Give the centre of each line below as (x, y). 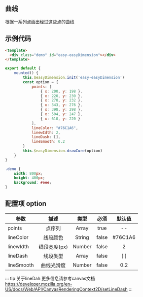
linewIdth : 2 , (46, 132)
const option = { (40, 82)
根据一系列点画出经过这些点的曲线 (40, 22)
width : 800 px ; (28, 173)
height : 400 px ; (30, 178)
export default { (23, 68)
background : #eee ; (33, 183)
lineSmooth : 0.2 (48, 142)
